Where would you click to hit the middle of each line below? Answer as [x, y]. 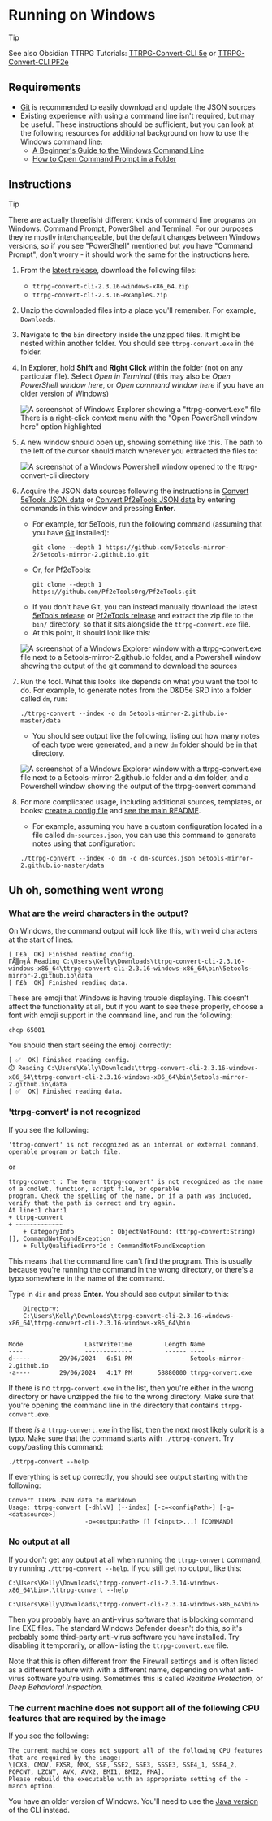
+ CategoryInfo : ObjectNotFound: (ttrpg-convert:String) [139, 1231]
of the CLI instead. [39, 1810]
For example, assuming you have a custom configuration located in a [147, 826]
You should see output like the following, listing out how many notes [146, 735]
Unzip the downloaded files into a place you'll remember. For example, [138, 310]
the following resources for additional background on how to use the [134, 132]
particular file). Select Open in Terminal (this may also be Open [125, 376]
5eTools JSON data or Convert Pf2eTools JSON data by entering [127, 499]
